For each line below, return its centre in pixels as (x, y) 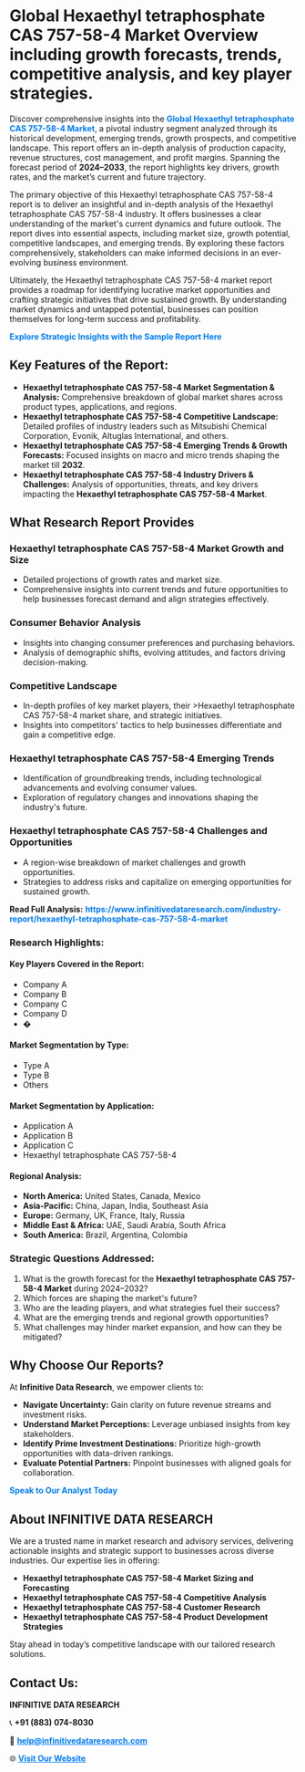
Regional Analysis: (46, 1176)
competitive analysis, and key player (151, 74)
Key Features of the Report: (89, 365)
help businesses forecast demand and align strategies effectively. (146, 599)
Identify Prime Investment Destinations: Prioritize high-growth (142, 1444)
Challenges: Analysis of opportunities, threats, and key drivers (140, 484)
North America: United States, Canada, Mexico (112, 1196)
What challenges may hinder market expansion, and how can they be (152, 1327)
